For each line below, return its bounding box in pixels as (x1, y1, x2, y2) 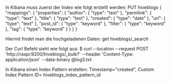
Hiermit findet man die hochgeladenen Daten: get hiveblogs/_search (5, 36, 149, 42)
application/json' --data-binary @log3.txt (5, 57, 92, 63)
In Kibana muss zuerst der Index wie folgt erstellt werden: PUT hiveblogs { (5, 5, 162, 10)
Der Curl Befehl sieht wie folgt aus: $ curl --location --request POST (5, 46, 149, 51)
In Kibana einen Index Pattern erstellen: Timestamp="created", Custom (5, 66, 155, 72)
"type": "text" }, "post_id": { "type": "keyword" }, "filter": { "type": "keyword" (5, 20, 166, 26)
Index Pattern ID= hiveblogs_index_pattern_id (5, 72, 101, 78)
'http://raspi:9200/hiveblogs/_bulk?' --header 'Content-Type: (5, 51, 134, 57)
